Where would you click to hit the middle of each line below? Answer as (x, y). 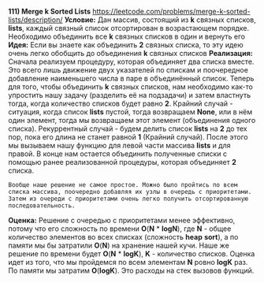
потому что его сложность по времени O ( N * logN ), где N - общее (120, 229)
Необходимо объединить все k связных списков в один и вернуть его (127, 36)
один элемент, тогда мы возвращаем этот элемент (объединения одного (132, 120)
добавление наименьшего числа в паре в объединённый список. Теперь (131, 78)
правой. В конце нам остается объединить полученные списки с (117, 154)
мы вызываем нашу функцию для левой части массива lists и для (119, 145)
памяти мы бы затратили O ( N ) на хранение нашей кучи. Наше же (119, 245)
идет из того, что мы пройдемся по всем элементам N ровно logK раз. (128, 262)
